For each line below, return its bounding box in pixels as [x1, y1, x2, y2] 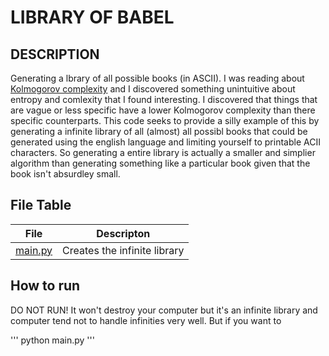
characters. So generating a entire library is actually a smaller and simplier [10, 147, 316, 158]
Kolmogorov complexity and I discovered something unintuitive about [10, 83, 296, 95]
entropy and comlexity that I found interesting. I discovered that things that [10, 94, 318, 105]
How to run [10, 277, 81, 295]
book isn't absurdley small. [10, 168, 121, 180]
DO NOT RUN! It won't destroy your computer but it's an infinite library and [10, 304, 318, 316]
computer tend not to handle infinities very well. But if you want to [10, 314, 282, 326]
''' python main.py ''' [10, 334, 95, 346]
